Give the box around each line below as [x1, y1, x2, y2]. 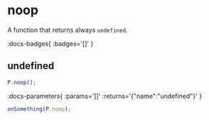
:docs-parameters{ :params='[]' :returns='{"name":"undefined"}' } [7, 92, 203, 100]
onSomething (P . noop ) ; [7, 105, 72, 112]
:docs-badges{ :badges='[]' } [7, 39, 94, 48]
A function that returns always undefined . [7, 26, 128, 34]
